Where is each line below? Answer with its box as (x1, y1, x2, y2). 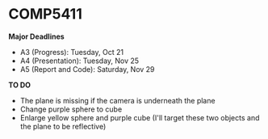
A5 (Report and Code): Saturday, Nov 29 (19, 64, 155, 74)
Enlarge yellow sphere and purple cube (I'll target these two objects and (19, 112, 260, 122)
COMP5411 (8, 5, 82, 23)
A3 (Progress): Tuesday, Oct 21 (19, 47, 124, 57)
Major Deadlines (8, 32, 65, 41)
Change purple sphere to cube (19, 104, 123, 114)
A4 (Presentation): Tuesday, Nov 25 (19, 56, 140, 65)
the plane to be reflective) (19, 121, 107, 131)
